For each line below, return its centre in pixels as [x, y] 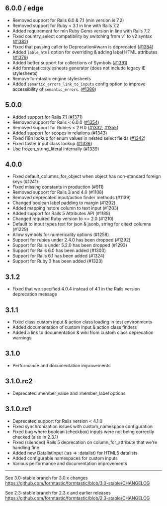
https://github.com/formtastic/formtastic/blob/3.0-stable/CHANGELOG [78, 483]
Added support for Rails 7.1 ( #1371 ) [47, 117]
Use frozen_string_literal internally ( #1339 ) [56, 149]
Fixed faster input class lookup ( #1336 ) [52, 143]
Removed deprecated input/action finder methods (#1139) [71, 198]
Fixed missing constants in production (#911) [58, 187]
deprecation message [35, 294]
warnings [22, 338]
